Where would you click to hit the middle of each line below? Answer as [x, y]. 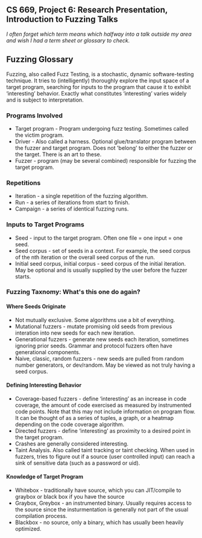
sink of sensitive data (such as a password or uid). [77, 463]
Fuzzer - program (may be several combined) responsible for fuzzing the [106, 160]
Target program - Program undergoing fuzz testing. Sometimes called [102, 128]
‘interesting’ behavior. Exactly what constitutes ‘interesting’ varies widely [96, 93]
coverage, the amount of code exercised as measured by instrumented [103, 405]
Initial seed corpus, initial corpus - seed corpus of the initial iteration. [100, 263]
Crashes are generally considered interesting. [71, 444]
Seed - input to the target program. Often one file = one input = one [99, 238]
